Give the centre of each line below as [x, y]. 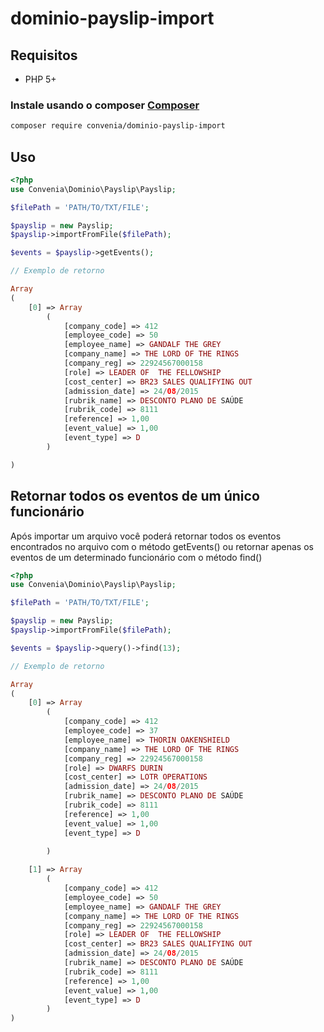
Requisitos [44, 55]
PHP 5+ [40, 79]
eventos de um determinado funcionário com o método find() [136, 557]
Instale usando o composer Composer [105, 105]
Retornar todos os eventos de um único [135, 496]
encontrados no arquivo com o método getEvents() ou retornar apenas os [162, 546]
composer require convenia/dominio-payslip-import [118, 126]
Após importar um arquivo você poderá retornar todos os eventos [146, 536]
